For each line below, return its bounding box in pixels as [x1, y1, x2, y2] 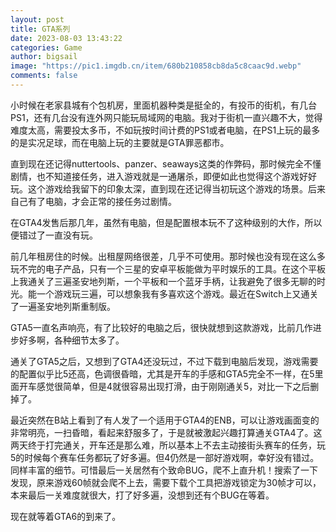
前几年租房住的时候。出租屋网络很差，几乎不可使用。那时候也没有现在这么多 [10, 250, 326, 262]
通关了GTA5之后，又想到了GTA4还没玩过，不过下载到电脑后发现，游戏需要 [10, 355, 319, 367]
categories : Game [10, 42, 83, 53]
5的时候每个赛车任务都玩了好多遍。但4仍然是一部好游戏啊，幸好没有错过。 [10, 451, 320, 463]
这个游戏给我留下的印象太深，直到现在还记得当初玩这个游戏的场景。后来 [27, 182, 326, 195]
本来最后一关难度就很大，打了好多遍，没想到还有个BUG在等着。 [10, 489, 275, 501]
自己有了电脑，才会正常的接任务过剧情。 [10, 195, 177, 207]
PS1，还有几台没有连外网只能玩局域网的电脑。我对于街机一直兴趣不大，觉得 [10, 111, 323, 123]
